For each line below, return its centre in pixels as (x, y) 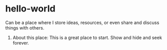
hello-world (31, 9)
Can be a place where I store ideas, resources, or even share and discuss (82, 22)
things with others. (25, 27)
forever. (21, 42)
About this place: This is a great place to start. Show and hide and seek (87, 37)
